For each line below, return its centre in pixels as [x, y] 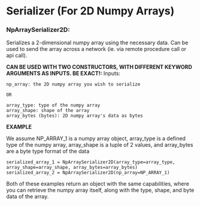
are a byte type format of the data [48, 152]
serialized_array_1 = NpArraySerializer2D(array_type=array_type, [91, 162]
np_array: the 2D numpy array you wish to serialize [73, 84]
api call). [17, 56]
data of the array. [28, 196]
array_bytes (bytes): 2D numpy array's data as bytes [75, 116]
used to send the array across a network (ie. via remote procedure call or [96, 49]
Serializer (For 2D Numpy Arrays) [90, 11]
